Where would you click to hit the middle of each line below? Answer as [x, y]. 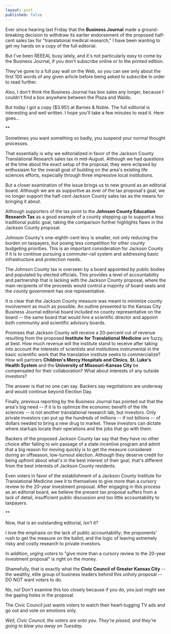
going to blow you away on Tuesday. [44, 626]
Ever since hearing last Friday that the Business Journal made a [73, 29]
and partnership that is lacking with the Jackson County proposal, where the [86, 280]
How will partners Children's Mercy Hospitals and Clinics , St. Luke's [78, 360]
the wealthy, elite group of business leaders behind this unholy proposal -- [84, 574]
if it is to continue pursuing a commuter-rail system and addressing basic [82, 253]
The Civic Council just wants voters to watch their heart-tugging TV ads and [85, 605]
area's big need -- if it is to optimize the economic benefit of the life [77, 407]
